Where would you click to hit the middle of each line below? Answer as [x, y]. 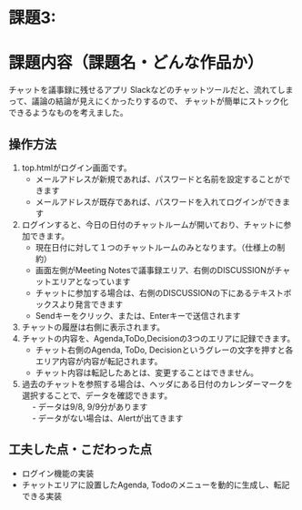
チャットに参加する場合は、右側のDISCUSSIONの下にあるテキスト [159, 292]
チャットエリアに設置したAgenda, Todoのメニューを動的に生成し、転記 [156, 484]
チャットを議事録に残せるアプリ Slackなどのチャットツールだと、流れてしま [151, 90]
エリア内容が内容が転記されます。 [97, 361]
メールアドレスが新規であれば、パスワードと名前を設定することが [159, 178]
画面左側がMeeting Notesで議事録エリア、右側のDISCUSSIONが [155, 270]
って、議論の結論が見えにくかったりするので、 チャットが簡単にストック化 [148, 101]
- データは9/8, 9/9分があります [90, 406]
